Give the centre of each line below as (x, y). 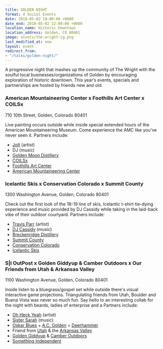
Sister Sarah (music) (33, 320)
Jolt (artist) (23, 145)
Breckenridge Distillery (35, 234)
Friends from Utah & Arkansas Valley (50, 269)
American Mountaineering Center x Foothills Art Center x (75, 98)
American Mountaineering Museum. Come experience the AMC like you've (81, 130)
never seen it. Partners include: (37, 135)
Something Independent (37, 341)
